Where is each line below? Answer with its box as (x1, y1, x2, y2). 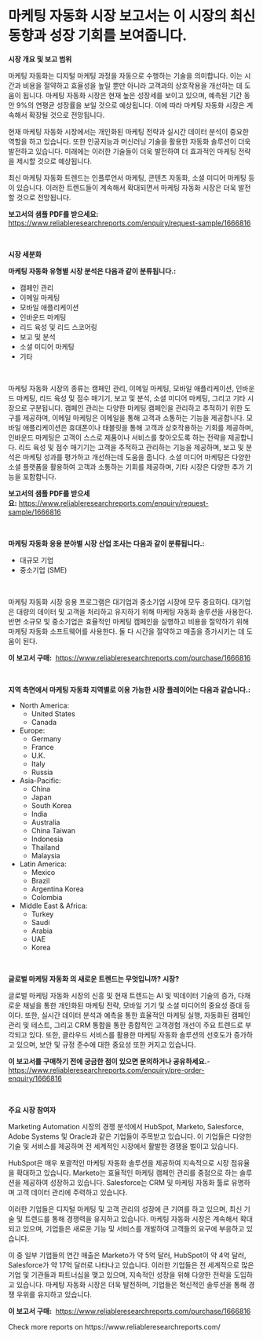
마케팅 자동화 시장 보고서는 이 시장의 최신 (8, 7, 256, 25)
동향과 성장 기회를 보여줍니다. (8, 27, 188, 45)
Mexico (31, 867, 56, 876)
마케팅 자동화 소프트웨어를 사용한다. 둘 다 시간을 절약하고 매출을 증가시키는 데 (8, 626, 245, 636)
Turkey (31, 909, 54, 919)
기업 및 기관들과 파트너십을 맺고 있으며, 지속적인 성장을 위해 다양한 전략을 (8, 1270, 232, 1279)
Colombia (31, 892, 63, 902)
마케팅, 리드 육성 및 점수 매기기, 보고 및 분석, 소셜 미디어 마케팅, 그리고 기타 (16, 393, 246, 403)
